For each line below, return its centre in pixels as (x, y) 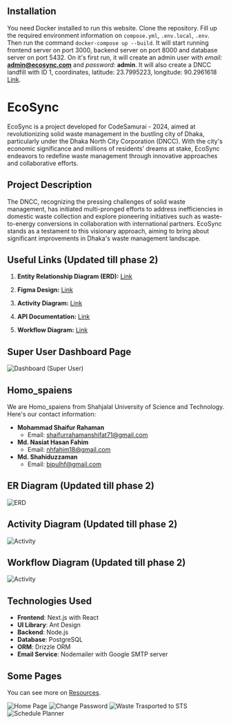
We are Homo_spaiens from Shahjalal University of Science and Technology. (116, 407)
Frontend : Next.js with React (58, 618)
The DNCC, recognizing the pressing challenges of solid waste (97, 201)
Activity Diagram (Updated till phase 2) (92, 524)
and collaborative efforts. (43, 163)
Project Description (50, 185)
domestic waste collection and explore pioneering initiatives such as (104, 216)
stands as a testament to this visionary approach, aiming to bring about (108, 231)
